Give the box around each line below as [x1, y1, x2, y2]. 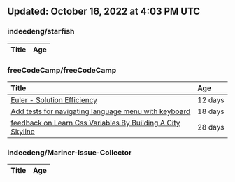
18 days [197, 106, 225, 116]
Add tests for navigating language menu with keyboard [10, 106, 191, 116]
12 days [197, 94, 225, 104]
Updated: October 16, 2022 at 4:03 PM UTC [7, 6, 201, 17]
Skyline [10, 126, 35, 136]
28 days [197, 122, 225, 132]
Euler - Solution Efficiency [10, 94, 98, 104]
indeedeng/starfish [7, 27, 75, 36]
